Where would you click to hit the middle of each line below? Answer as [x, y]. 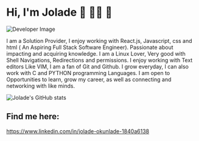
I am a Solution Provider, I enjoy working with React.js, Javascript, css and [100, 41]
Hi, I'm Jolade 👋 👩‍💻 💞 [59, 12]
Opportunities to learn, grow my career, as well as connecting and [89, 79]
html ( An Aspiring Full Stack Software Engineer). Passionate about [90, 47]
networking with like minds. [40, 86]
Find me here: [33, 116]
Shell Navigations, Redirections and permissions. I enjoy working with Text [100, 60]
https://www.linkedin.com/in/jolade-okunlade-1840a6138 [78, 131]
